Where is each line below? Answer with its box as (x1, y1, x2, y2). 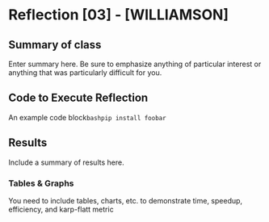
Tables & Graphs (8, 178, 74, 189)
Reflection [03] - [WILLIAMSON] (8, 6, 229, 24)
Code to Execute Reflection (8, 91, 149, 105)
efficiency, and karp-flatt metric (8, 204, 115, 214)
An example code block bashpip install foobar (8, 112, 167, 122)
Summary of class (8, 38, 102, 52)
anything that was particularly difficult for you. (8, 68, 162, 77)
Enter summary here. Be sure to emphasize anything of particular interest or (8, 59, 262, 69)
